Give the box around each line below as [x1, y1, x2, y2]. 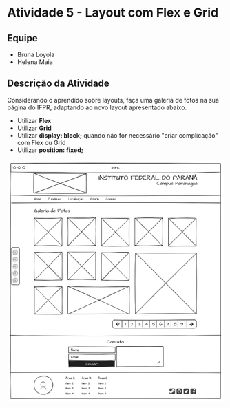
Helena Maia [17, 58, 53, 66]
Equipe [7, 32, 38, 44]
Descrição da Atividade [7, 78, 110, 89]
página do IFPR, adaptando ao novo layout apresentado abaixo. [7, 103, 187, 111]
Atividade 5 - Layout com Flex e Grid [7, 5, 219, 21]
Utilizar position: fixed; [17, 146, 84, 154]
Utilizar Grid [17, 124, 52, 132]
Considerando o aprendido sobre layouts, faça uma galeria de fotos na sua [7, 96, 219, 104]
